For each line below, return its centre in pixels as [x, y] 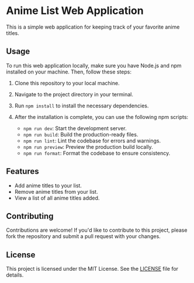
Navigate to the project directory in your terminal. [74, 94]
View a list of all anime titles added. [57, 198]
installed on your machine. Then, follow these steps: [69, 72]
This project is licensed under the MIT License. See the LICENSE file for [92, 269]
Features [22, 171]
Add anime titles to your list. [48, 186]
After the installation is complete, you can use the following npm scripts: [101, 117]
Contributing [30, 216]
